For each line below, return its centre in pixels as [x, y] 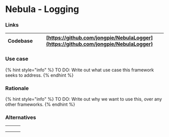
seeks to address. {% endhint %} [39, 75]
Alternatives [21, 117]
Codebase [20, 41]
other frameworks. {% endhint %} [40, 104]
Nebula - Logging [42, 9]
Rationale [17, 88]
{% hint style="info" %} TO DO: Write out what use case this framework [80, 70]
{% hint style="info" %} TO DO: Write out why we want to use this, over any [84, 99]
